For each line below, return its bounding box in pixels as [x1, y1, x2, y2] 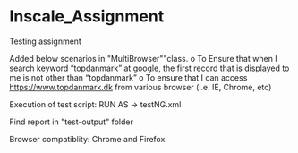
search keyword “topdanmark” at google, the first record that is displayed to [9, 63, 290, 73]
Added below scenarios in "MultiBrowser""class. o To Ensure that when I [9, 53, 277, 64]
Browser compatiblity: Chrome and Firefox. [9, 133, 168, 144]
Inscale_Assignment [9, 6, 165, 27]
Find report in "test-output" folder [9, 116, 134, 127]
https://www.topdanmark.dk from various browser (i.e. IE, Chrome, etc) [9, 81, 272, 92]
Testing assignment [9, 36, 82, 47]
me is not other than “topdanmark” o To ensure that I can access [9, 72, 248, 82]
